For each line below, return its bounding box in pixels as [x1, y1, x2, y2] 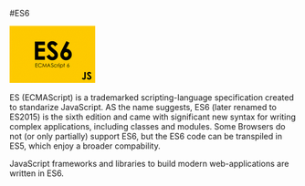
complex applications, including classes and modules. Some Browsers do [9, 121, 286, 131]
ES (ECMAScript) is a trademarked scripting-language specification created [9, 92, 294, 103]
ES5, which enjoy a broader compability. [9, 140, 162, 151]
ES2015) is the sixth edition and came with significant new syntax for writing [9, 111, 297, 122]
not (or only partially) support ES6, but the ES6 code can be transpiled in [9, 131, 283, 141]
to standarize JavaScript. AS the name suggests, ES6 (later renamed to [9, 102, 277, 112]
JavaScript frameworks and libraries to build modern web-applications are [9, 159, 289, 169]
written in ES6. [9, 168, 64, 179]
